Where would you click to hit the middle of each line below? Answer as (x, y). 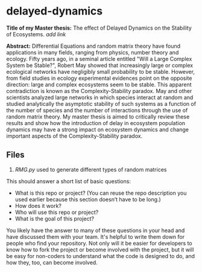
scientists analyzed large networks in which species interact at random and (100, 97)
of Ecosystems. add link (36, 34)
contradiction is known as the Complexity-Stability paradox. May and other (99, 91)
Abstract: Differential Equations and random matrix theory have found (93, 46)
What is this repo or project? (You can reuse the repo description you (101, 193)
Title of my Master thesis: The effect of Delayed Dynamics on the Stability (99, 28)
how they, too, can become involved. (52, 262)
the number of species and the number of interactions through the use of (97, 110)
